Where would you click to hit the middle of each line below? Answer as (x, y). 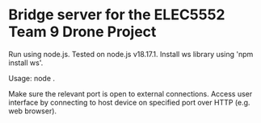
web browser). (33, 111)
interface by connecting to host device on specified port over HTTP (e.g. (129, 102)
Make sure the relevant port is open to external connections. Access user (130, 93)
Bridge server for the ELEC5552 (117, 15)
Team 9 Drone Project (82, 32)
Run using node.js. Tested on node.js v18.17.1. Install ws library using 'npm (131, 54)
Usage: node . (32, 78)
